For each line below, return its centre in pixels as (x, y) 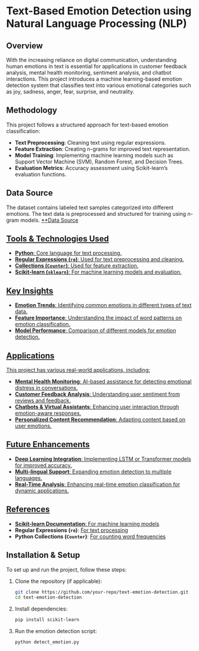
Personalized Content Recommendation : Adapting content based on (100, 420)
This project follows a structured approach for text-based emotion (87, 125)
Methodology (32, 111)
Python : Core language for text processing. (68, 253)
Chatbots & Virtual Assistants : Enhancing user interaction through (97, 407)
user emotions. (33, 426)
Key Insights (30, 291)
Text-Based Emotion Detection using (99, 11)
